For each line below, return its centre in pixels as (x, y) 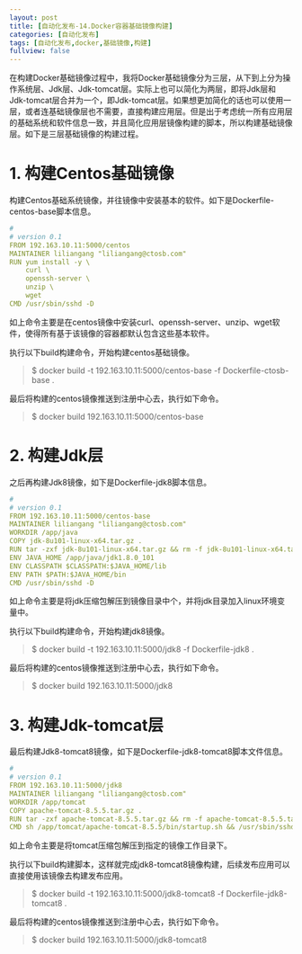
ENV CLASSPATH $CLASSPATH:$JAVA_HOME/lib (88, 566)
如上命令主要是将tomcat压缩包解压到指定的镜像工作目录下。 (120, 845)
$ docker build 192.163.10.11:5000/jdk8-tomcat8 (119, 940)
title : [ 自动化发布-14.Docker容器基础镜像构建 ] (91, 26)
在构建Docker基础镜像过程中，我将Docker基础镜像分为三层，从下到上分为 (146, 78)
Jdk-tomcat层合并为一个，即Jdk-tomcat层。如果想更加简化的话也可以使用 (147, 101)
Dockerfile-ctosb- (256, 370)
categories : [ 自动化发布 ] (54, 34)
